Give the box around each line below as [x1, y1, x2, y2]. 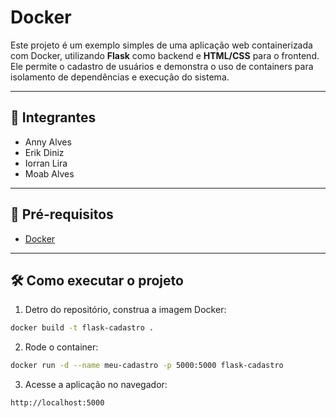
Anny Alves [24, 136, 72, 148]
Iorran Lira [24, 157, 68, 169]
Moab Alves [24, 167, 75, 180]
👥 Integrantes [10, 109, 97, 126]
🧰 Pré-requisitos [10, 206, 114, 223]
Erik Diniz [24, 146, 65, 158]
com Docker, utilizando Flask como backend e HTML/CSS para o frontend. [10, 49, 320, 61]
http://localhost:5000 [10, 398, 105, 408]
